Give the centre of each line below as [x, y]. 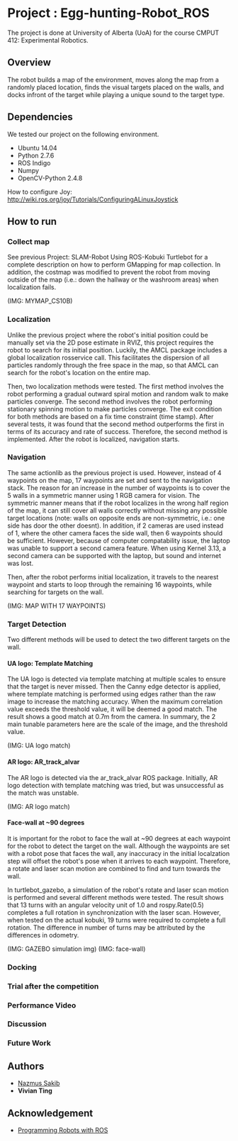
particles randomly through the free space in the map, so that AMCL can [113, 365]
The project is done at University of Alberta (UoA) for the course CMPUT [113, 33]
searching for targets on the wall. [56, 592]
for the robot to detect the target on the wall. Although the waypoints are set [119, 846]
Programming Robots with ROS [63, 1130]
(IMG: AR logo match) [39, 806]
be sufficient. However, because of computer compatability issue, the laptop [119, 540]
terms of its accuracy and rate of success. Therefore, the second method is [118, 431]
